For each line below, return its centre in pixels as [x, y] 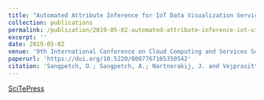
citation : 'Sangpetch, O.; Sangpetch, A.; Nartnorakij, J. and [114, 66]
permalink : [26, 30]
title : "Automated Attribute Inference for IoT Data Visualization [121, 15]
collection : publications [50, 23]
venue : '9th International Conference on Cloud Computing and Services [128, 52]
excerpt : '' [27, 37]
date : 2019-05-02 [37, 45]
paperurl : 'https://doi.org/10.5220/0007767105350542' [100, 59]
